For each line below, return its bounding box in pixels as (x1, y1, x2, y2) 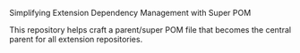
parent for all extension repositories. (9, 34, 143, 44)
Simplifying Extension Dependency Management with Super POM (9, 8, 252, 18)
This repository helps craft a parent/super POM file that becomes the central (9, 25, 292, 34)
